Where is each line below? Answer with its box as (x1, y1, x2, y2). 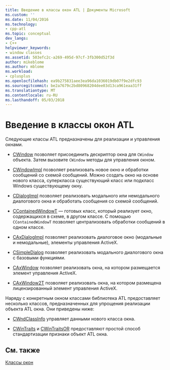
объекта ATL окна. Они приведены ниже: (5, 306, 95, 312)
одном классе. (12, 224, 45, 231)
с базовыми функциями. (12, 255, 65, 261)
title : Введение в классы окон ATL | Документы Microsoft (5, 7, 130, 13)
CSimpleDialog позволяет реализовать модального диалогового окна (12, 249, 163, 255)
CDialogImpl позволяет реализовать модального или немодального (12, 193, 160, 199)
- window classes (5, 50, 42, 55)
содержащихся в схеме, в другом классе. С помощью (12, 213, 131, 219)
